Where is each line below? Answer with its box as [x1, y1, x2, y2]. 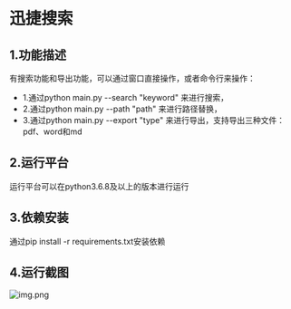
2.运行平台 [9, 155, 70, 170]
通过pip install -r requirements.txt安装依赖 [9, 236, 166, 246]
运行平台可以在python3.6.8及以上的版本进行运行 [9, 180, 189, 191]
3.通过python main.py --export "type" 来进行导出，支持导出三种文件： [22, 115, 286, 125]
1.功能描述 [9, 47, 67, 63]
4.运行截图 [9, 265, 70, 281]
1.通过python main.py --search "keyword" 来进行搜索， [22, 92, 229, 102]
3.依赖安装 [9, 210, 70, 226]
